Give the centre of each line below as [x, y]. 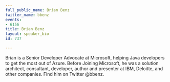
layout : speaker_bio [27, 34]
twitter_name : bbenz [27, 15]
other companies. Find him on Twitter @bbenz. [55, 74]
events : [14, 19]
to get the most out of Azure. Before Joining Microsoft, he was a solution [82, 63]
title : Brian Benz [25, 29]
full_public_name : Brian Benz [38, 10]
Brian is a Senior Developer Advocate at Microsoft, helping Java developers [85, 57]
